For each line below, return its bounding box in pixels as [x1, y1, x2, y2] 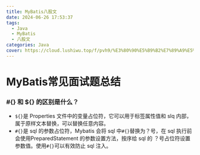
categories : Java [6, 42, 49, 48]
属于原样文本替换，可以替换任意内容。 [14, 120, 109, 127]
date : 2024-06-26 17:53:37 [6, 14, 73, 20]
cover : [6, 48, 23, 54]
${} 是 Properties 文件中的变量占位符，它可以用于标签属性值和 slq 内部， [14, 113, 192, 120]
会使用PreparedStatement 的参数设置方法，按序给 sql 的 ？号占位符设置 [14, 135, 190, 142]
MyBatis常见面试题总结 [6, 75, 121, 88]
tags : [6, 20, 20, 26]
